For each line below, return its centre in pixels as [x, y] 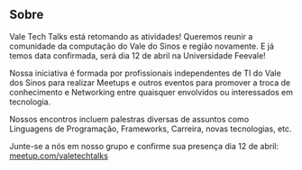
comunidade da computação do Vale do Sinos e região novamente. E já [142, 46]
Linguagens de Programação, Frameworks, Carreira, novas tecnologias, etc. [151, 129]
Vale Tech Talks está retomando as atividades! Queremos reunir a [131, 36]
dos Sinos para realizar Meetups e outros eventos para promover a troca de [150, 82]
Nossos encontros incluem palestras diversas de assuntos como [129, 119]
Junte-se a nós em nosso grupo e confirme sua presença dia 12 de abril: [144, 146]
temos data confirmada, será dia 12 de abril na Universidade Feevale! [137, 55]
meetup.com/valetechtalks [59, 156]
